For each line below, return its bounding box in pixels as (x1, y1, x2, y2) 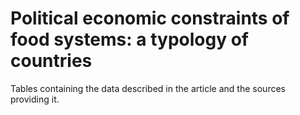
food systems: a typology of (10, 28, 249, 51)
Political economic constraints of (10, 7, 290, 30)
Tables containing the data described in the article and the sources (10, 82, 286, 94)
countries (10, 50, 93, 72)
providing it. (10, 93, 60, 105)
